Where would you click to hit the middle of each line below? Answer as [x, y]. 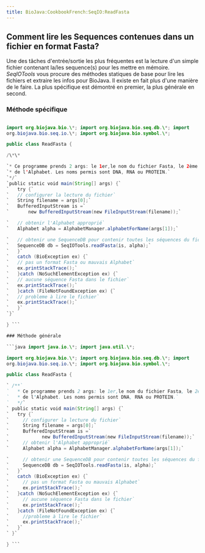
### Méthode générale [34, 336]
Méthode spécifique [37, 110]
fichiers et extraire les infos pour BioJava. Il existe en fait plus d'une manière [102, 81]
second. [16, 94]
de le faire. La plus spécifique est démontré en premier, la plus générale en [100, 87]
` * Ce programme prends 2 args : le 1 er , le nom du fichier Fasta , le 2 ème [102, 167]
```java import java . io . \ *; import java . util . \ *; [71, 347]
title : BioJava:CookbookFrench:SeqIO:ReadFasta [68, 12]
